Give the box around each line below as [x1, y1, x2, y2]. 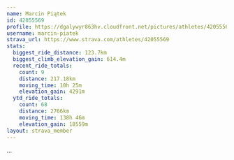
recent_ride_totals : [13, 62, 73, 69]
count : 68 [19, 101, 48, 108]
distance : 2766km [19, 108, 70, 115]
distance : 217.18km [19, 75, 76, 82]
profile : [6, 23, 32, 30]
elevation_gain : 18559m [19, 120, 89, 128]
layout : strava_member [6, 127, 73, 134]
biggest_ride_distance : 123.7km [13, 50, 108, 57]
